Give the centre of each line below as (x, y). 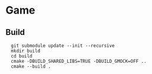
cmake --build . (31, 66)
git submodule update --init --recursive (63, 46)
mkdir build (26, 51)
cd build (22, 56)
